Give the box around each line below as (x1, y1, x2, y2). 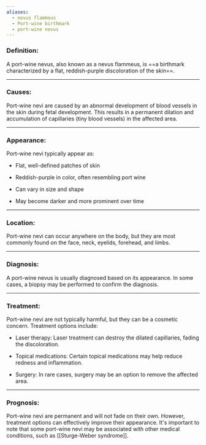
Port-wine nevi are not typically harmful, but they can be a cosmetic (6, 315, 178, 323)
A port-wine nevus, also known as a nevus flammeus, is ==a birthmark (6, 60, 185, 68)
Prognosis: (6, 398, 40, 407)
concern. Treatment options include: (6, 322, 98, 330)
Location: (6, 219, 36, 227)
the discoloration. (15, 341, 60, 348)
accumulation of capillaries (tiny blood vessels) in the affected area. (6, 115, 178, 122)
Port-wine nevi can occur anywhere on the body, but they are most (6, 233, 176, 240)
